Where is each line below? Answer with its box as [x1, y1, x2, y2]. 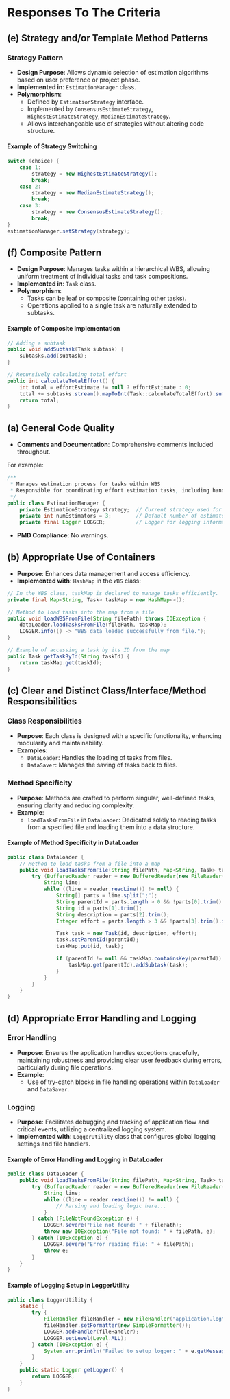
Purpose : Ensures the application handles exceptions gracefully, [16, 1048, 200, 1056]
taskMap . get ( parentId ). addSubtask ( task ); [68, 961, 188, 969]
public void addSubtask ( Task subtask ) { [7, 346, 125, 353]
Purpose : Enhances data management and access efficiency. [16, 569, 191, 577]
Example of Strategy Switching [7, 142, 97, 150]
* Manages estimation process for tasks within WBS [10, 481, 161, 488]
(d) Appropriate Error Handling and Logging [7, 1013, 196, 1024]
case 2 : [19, 183, 41, 190]
